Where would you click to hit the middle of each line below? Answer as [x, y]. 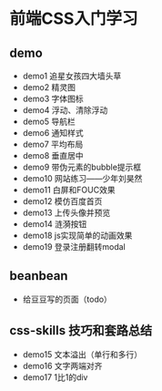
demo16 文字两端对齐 [62, 365]
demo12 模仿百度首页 [62, 201]
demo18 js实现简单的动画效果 [77, 235]
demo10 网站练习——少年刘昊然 [82, 178]
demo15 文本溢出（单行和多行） [82, 354]
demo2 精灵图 [49, 87]
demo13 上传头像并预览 [66, 212]
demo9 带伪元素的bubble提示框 [82, 167]
